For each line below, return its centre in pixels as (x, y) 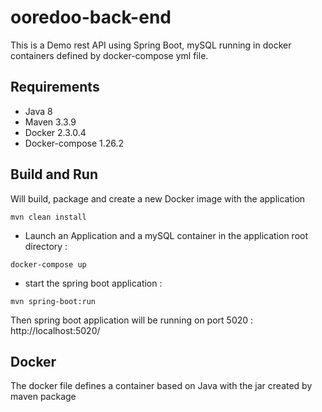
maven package (43, 397)
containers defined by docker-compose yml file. (109, 55)
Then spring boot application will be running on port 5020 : (132, 320)
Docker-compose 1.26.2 (74, 143)
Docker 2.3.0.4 (55, 132)
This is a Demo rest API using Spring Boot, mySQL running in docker (151, 45)
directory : (46, 246)
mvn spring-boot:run (53, 301)
